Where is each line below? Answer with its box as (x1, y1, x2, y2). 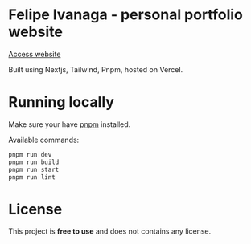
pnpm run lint (8, 173, 56, 181)
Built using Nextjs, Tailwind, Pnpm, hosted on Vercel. (8, 64, 183, 74)
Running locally (8, 93, 115, 112)
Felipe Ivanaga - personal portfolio (8, 6, 244, 24)
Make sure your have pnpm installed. (8, 119, 131, 129)
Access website (8, 49, 61, 59)
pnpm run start (8, 165, 60, 173)
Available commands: (8, 135, 80, 144)
